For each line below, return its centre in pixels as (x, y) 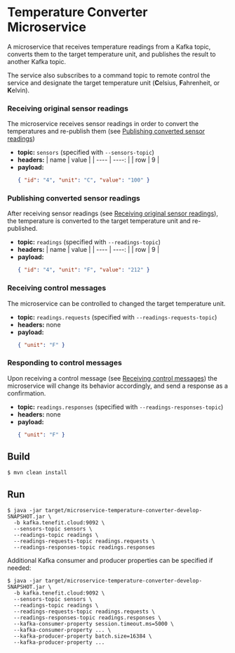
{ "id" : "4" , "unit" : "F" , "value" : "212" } (83, 270)
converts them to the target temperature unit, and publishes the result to (112, 54)
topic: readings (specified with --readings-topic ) (89, 242)
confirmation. (27, 393)
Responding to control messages (65, 363)
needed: (19, 568)
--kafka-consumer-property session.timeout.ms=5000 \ (94, 624)
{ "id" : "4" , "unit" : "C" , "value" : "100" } (83, 180)
